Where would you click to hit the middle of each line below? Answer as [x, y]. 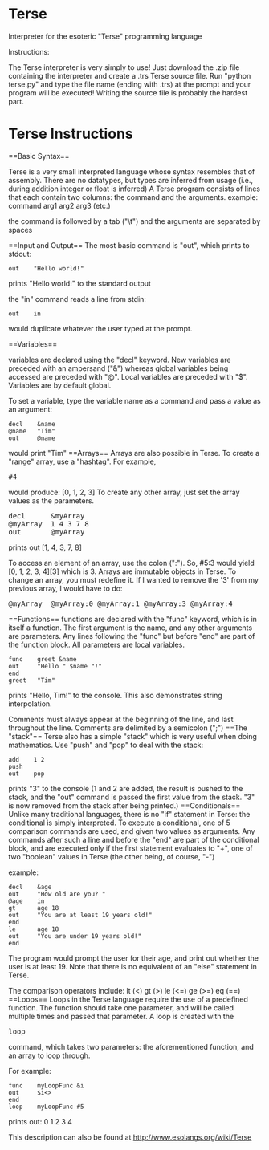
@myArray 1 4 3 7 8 [49, 524]
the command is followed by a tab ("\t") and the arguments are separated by [134, 221]
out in [25, 314]
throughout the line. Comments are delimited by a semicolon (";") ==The [128, 728]
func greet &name [43, 659]
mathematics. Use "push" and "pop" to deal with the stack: [106, 745]
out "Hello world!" [46, 268]
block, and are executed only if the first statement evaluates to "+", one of [130, 848]
